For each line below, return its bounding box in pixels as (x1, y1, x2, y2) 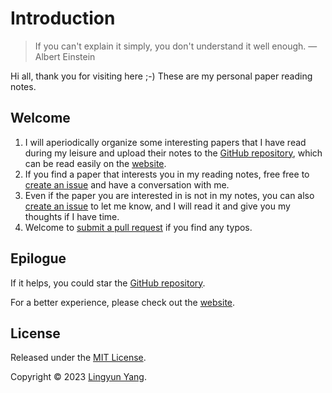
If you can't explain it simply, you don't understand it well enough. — (34, 40, 318, 52)
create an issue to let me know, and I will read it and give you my (24, 200, 291, 212)
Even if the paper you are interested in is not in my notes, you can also (24, 189, 315, 201)
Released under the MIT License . (10, 352, 147, 364)
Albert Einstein (34, 50, 96, 62)
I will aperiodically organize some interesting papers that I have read (24, 136, 307, 148)
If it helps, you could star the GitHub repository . (10, 277, 206, 289)
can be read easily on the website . (24, 157, 167, 169)
